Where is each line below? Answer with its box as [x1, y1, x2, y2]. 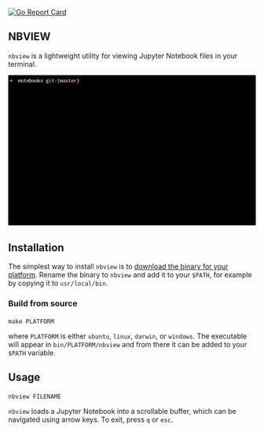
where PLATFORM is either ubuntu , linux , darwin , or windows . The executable [8, 331, 247, 341]
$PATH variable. [8, 348, 57, 357]
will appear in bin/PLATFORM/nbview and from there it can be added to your [8, 339, 247, 349]
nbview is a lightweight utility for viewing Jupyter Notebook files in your [8, 51, 238, 60]
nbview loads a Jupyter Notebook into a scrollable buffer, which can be [8, 407, 237, 416]
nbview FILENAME [8, 393, 61, 401]
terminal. [8, 59, 37, 68]
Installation [8, 240, 64, 254]
